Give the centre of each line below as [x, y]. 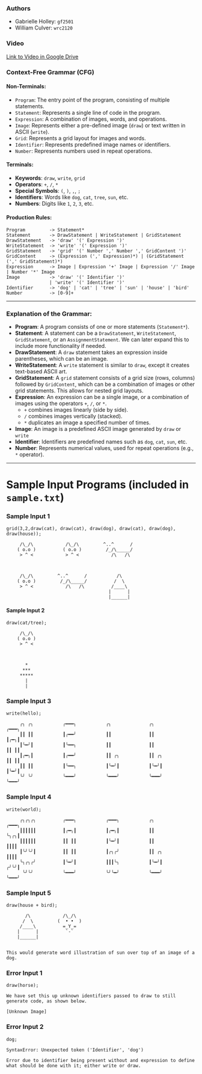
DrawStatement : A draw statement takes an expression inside [91, 352]
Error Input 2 [25, 1027]
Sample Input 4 [29, 797]
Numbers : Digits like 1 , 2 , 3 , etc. [54, 203]
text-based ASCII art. [41, 371]
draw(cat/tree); [26, 623]
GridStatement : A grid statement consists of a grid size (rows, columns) [105, 378]
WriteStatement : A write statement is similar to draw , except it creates [102, 365]
